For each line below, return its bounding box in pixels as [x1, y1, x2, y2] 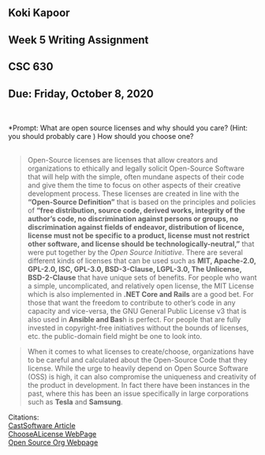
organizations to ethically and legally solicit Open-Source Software [27, 164, 244, 173]
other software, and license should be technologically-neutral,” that [27, 239, 255, 248]
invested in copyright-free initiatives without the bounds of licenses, [27, 323, 249, 333]
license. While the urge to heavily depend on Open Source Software [27, 363, 248, 373]
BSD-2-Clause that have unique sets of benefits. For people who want [27, 273, 257, 282]
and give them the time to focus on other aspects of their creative [27, 180, 241, 190]
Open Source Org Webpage [8, 438, 99, 447]
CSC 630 [8, 60, 54, 73]
